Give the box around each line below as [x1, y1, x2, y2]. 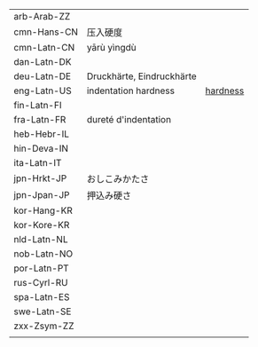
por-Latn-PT [13, 262, 69, 274]
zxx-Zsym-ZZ [13, 319, 74, 332]
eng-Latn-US [13, 84, 73, 97]
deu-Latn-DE [13, 70, 72, 83]
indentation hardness [86, 84, 176, 97]
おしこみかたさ [86, 173, 149, 185]
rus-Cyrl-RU [13, 277, 68, 288]
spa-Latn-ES [13, 291, 70, 303]
